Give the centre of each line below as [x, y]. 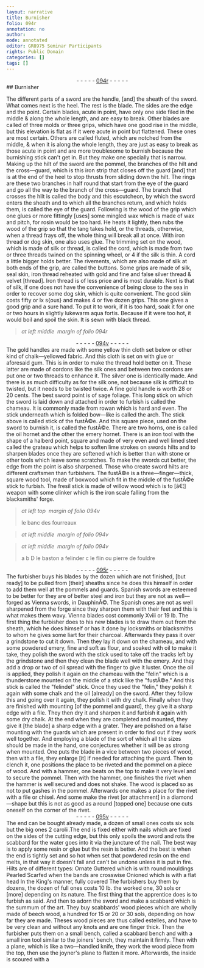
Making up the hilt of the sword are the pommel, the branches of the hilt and [102, 164]
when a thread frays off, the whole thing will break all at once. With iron [96, 235]
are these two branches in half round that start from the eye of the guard [97, 183]
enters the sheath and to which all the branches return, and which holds [97, 203]
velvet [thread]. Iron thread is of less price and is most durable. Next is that [100, 280]
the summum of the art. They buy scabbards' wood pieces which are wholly [102, 907]
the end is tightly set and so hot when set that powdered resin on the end [98, 855]
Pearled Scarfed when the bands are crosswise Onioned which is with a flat [101, 875]
